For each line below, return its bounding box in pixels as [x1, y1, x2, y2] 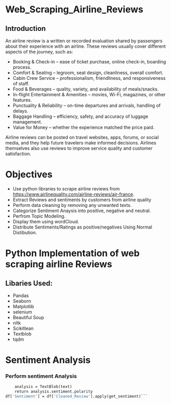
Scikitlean [12, 325, 34, 331]
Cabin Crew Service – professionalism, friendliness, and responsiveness [12, 75, 166, 81]
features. [12, 97, 32, 103]
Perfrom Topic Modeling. [12, 213, 66, 219]
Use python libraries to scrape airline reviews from [12, 185, 120, 191]
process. [12, 64, 32, 70]
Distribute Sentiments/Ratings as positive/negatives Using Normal [12, 224, 153, 230]
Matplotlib [12, 303, 34, 309]
